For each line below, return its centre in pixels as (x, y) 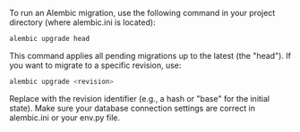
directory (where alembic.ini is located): (82, 22)
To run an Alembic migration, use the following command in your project (142, 13)
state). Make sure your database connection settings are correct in (132, 108)
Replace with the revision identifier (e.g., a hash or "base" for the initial (140, 98)
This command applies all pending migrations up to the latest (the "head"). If (150, 55)
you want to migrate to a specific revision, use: (95, 65)
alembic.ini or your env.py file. (65, 117)
